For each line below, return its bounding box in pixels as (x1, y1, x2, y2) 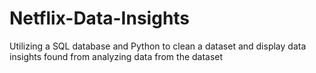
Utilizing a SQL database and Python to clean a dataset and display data (9, 40, 307, 52)
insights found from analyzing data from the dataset (9, 50, 224, 62)
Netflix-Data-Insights (9, 7, 191, 30)
